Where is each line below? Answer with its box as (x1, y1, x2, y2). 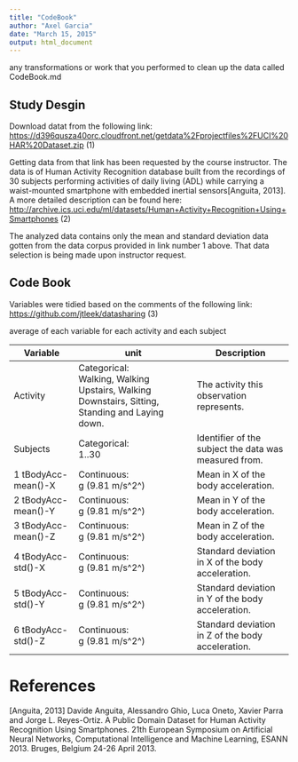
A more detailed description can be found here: (9, 194, 182, 205)
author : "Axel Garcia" (9, 21, 93, 30)
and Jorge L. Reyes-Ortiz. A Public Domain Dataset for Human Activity (9, 714, 266, 725)
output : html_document (9, 37, 93, 47)
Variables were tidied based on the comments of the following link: (9, 298, 253, 309)
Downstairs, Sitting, (78, 394, 160, 407)
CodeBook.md (9, 72, 62, 83)
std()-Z (13, 634, 46, 647)
